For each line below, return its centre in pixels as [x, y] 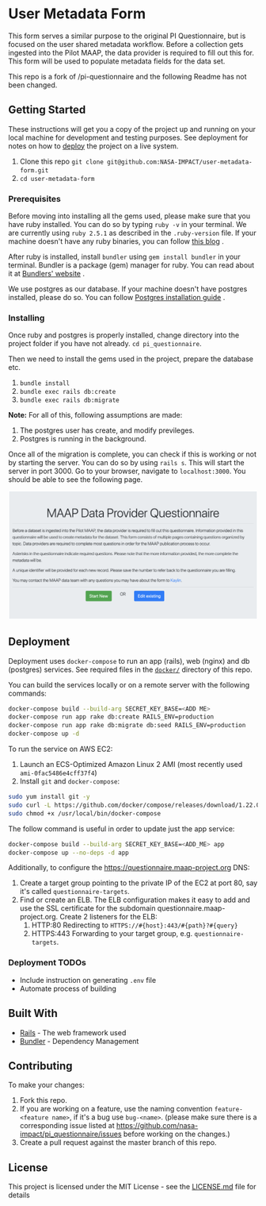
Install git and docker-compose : [70, 781]
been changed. [33, 85]
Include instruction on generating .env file [88, 980]
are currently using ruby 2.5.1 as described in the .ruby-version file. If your [132, 233]
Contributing [40, 1066]
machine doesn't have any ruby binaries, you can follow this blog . [116, 241]
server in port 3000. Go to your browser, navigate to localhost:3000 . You [127, 471]
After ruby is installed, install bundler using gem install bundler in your [124, 257]
